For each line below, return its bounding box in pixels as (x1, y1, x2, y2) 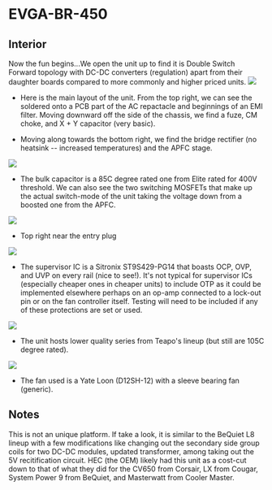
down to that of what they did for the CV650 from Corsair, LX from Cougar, (8, 464, 258, 474)
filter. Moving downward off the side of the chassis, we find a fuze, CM (19, 111, 258, 119)
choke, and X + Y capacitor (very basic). (19, 119, 156, 128)
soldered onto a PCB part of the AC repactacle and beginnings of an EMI (19, 102, 263, 111)
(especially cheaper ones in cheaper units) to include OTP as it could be (19, 280, 261, 288)
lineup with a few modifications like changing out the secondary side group (8, 438, 260, 448)
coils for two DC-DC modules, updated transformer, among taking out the (8, 446, 254, 456)
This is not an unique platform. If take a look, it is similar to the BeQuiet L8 (8, 429, 255, 439)
